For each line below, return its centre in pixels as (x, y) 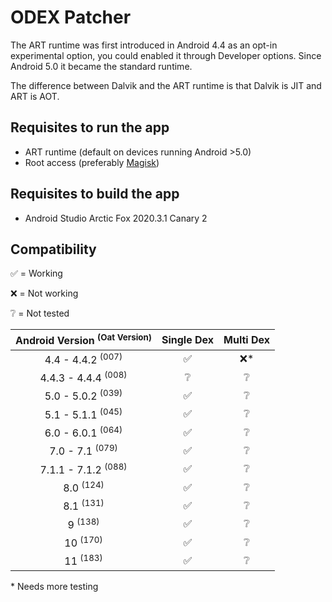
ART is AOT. (35, 96)
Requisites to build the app (95, 194)
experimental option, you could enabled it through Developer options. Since (166, 55)
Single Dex (188, 340)
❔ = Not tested (40, 313)
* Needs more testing (54, 586)
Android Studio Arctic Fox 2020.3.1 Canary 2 (116, 218)
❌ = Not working (44, 293)
